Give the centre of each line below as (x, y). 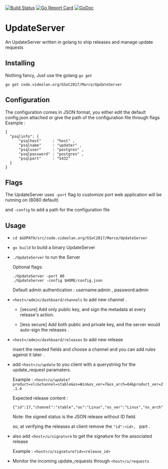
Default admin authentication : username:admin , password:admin (80, 290)
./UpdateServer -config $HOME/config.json (57, 281)
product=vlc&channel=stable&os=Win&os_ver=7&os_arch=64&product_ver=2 (88, 384)
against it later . (28, 355)
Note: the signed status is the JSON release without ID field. (74, 417)
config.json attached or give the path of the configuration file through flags (82, 117)
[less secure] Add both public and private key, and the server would (90, 325)
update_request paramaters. (42, 370)
